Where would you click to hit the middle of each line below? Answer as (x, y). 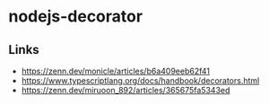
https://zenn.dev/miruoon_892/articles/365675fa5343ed (126, 90)
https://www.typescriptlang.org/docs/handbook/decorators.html (140, 81)
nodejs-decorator (76, 17)
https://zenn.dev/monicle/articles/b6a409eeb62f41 (115, 71)
